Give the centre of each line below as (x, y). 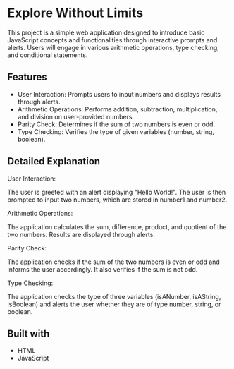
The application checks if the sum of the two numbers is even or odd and (113, 262)
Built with (29, 333)
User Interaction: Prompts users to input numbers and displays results (119, 94)
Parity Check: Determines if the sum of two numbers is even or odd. (116, 124)
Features (27, 77)
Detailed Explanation (54, 161)
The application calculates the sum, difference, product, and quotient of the (117, 226)
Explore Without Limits (75, 13)
